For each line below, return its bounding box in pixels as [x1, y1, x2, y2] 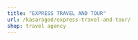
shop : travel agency [7, 22, 67, 29]
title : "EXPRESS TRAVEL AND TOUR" [7, 9, 107, 17]
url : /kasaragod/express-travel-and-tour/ [7, 16, 131, 23]
